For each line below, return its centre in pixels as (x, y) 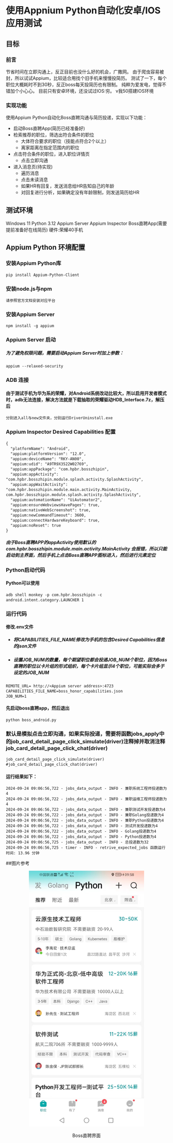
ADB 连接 (17, 380)
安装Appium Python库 (34, 263)
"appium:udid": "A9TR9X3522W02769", (49, 464)
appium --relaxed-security (35, 366)
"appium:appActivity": (35, 474)
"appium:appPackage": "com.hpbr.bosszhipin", (60, 469)
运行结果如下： (21, 777)
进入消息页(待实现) (33, 167)
